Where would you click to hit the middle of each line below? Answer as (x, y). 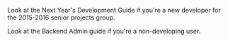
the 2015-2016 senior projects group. (61, 17)
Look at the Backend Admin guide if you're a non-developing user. (104, 31)
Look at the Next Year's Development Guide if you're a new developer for (114, 10)
